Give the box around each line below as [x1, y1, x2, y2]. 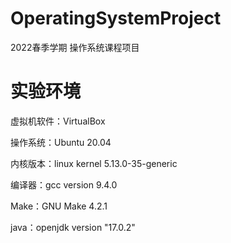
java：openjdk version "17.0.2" [10, 221, 136, 233]
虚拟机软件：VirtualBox [10, 115, 106, 127]
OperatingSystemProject [10, 7, 222, 30]
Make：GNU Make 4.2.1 [10, 200, 108, 212]
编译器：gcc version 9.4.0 [10, 178, 118, 191]
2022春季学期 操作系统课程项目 [10, 41, 140, 53]
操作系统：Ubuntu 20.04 [10, 136, 112, 148]
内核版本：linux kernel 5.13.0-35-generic [10, 157, 178, 169]
